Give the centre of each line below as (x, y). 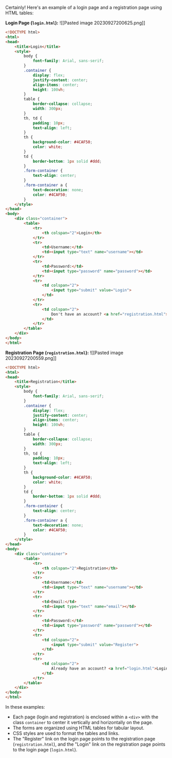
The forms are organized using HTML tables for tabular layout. (79, 728)
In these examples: (25, 707)
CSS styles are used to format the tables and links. (66, 733)
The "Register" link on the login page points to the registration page (84, 739)
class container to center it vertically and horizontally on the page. (83, 722)
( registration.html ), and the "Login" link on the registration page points (89, 744)
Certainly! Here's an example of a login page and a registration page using (84, 7)
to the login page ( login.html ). (45, 750)
